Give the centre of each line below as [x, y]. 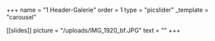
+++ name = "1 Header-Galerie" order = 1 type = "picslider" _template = [107, 10]
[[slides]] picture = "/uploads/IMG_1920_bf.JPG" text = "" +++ [93, 30]
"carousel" [22, 17]
